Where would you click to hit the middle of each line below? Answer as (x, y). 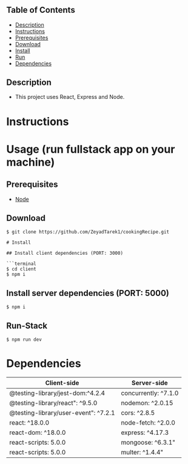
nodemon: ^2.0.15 (147, 403)
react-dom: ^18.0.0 (38, 432)
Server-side (149, 383)
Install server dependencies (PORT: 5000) (88, 293)
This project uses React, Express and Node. (70, 97)
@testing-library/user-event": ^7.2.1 (62, 412)
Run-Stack (27, 325)
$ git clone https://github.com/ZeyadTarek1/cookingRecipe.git (88, 232)
